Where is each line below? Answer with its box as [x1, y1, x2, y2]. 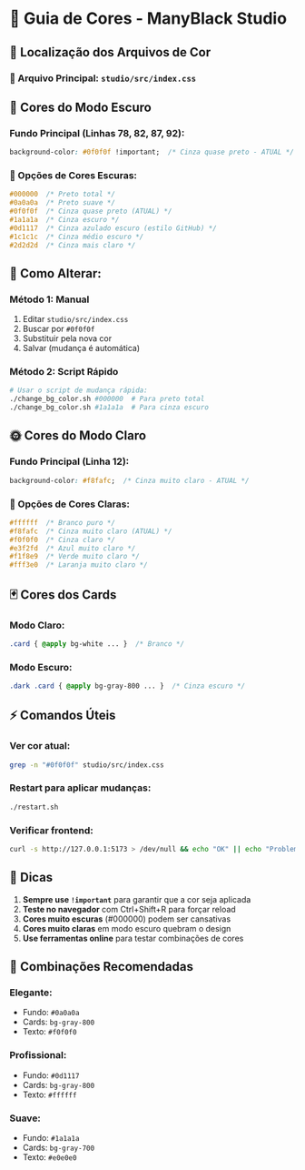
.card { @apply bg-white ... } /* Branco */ [9, 639, 184, 649]
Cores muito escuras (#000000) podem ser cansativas [22, 913, 231, 924]
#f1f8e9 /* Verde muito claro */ [9, 552, 141, 561]
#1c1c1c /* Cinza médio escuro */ [9, 232, 144, 241]
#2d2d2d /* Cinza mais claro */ [9, 240, 136, 249]
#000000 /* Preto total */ [9, 190, 116, 199]
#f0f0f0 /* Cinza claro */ [9, 535, 116, 544]
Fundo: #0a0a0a [22, 1007, 80, 1018]
